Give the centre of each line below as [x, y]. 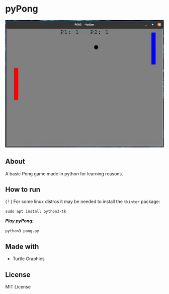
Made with [22, 246]
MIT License [18, 287]
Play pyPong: [20, 221]
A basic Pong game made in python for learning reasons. [64, 174]
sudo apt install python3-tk [36, 212]
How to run [23, 189]
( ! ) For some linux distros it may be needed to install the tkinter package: [83, 202]
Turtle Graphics [28, 259]
